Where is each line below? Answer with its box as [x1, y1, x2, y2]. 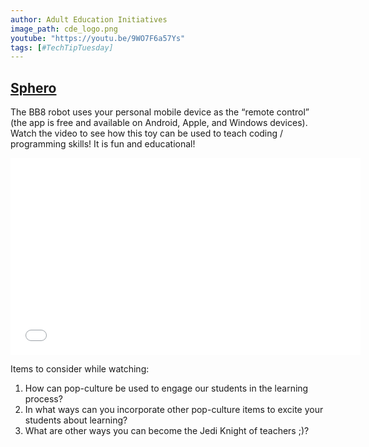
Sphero [10, 79, 57, 96]
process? [24, 393, 63, 405]
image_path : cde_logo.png [10, 24, 118, 34]
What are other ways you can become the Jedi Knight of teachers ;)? [24, 425, 310, 437]
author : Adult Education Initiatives [10, 14, 168, 25]
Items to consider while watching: [10, 363, 150, 375]
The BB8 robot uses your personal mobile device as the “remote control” [10, 106, 310, 118]
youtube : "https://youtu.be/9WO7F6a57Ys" [10, 33, 186, 43]
